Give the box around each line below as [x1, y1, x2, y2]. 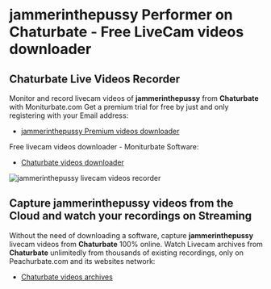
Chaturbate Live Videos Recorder [9, 72, 181, 86]
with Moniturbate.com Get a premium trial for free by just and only [9, 103, 229, 111]
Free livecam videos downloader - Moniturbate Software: [9, 142, 199, 151]
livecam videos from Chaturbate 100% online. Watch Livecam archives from [9, 239, 263, 249]
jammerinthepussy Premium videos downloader [20, 127, 180, 136]
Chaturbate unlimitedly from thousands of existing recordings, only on [9, 248, 244, 258]
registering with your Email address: [9, 111, 129, 120]
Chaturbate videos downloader [20, 157, 124, 167]
